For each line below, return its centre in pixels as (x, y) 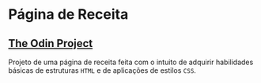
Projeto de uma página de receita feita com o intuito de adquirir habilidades (131, 62)
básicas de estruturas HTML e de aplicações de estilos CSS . (102, 70)
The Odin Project (51, 43)
